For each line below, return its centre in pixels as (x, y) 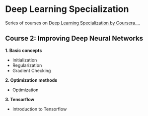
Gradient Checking (32, 70)
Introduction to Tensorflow (39, 109)
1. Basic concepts (24, 50)
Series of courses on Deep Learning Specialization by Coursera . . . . (73, 23)
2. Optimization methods (31, 80)
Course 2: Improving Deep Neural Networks (74, 38)
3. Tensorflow (20, 99)
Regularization (27, 65)
